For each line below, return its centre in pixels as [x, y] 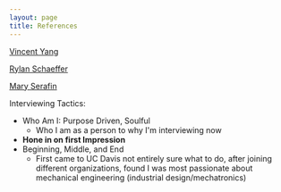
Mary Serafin [33, 86]
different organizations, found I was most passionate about [144, 168]
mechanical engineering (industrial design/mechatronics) [141, 177]
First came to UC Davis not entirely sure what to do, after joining [154, 158]
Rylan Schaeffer [39, 69]
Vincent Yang [34, 51]
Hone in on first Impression [74, 139]
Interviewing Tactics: [48, 103]
